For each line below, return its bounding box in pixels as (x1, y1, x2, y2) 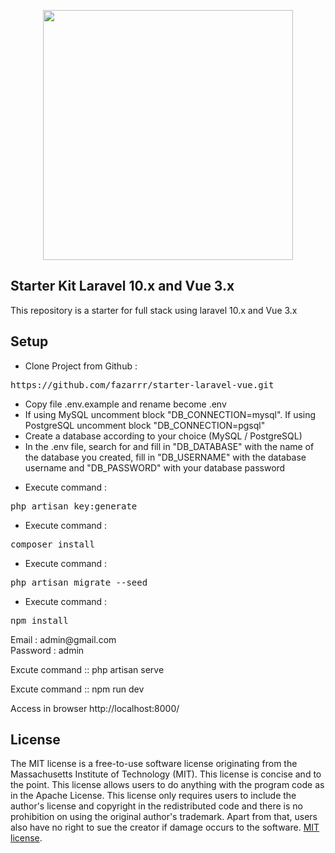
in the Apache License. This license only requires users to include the (10, 790, 297, 802)
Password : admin (10, 644, 85, 656)
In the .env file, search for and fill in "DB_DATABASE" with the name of (24, 440, 315, 452)
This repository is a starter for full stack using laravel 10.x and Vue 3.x (10, 304, 298, 316)
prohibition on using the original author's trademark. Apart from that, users (10, 811, 318, 823)
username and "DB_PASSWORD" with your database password (24, 461, 286, 474)
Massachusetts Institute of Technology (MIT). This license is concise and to (10, 768, 322, 780)
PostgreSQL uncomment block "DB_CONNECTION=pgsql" (24, 419, 266, 431)
